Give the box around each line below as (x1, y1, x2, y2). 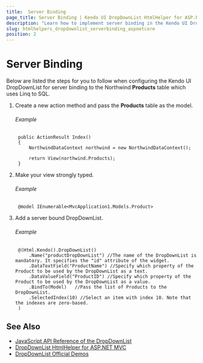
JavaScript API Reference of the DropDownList (14, 338, 132, 345)
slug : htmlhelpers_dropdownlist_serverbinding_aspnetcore (6, 25, 155, 32)
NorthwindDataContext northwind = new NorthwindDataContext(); (28, 145, 192, 151)
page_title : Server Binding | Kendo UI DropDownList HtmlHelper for (6, 14, 182, 21)
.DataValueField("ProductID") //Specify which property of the (28, 273, 192, 280)
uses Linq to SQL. (6, 90, 50, 97)
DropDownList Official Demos (14, 350, 89, 358)
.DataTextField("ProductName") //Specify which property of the (28, 263, 195, 269)
